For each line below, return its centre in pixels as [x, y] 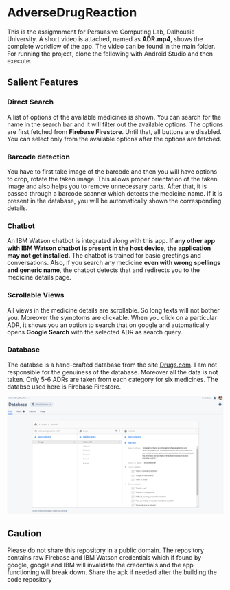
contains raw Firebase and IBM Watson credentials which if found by [104, 557]
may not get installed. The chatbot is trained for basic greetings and [104, 256]
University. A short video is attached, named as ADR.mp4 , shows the [105, 38]
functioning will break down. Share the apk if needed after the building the [112, 572]
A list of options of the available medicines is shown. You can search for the [114, 117]
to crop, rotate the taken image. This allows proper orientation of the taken [112, 179]
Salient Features [43, 83]
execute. [20, 60]
